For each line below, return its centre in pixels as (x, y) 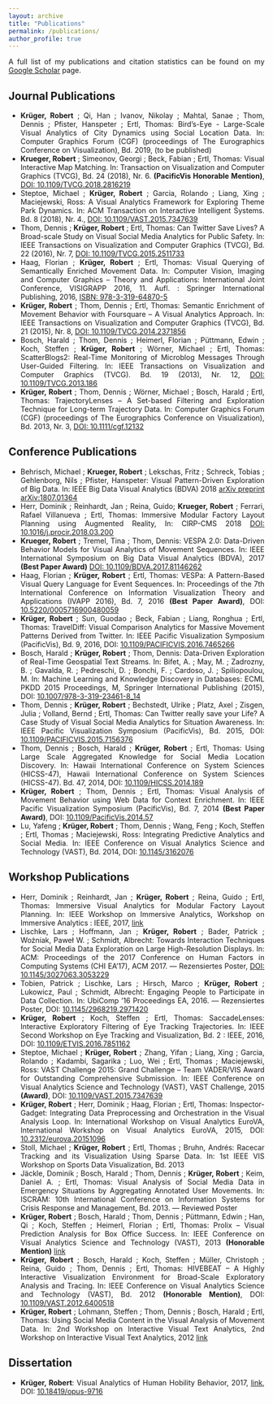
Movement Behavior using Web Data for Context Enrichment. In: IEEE (142, 800)
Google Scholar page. (45, 71)
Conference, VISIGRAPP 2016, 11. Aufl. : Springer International (142, 289)
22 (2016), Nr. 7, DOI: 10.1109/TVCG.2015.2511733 (102, 254)
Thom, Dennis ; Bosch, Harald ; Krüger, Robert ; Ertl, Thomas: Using (142, 748)
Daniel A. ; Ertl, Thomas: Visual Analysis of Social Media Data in (142, 1182)
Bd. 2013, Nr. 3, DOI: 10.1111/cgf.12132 (82, 427)
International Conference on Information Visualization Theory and (142, 592)
